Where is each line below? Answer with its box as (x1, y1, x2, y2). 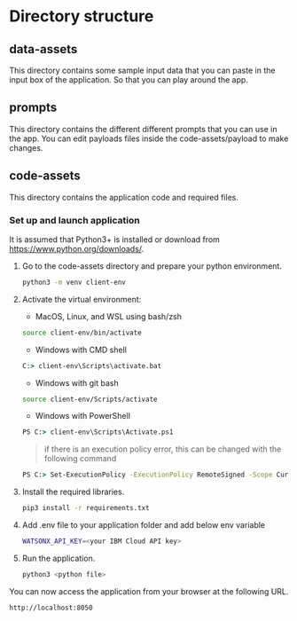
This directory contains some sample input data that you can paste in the (9, 65, 276, 75)
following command (43, 453, 117, 464)
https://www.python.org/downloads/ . (9, 243, 145, 254)
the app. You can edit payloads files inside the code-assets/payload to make (9, 133, 289, 144)
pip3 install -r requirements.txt (21, 504, 150, 513)
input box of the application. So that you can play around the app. (9, 75, 248, 85)
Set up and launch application (9, 214, 140, 226)
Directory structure (9, 6, 154, 27)
